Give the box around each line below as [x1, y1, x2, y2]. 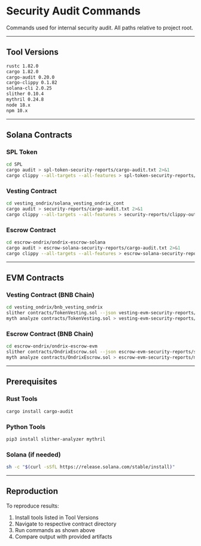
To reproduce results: [6, 502, 59, 509]
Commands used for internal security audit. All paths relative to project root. [6, 24, 193, 31]
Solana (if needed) [6, 450, 61, 458]
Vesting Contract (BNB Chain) [6, 291, 95, 299]
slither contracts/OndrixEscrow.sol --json [6, 349, 117, 355]
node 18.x [6, 102, 31, 108]
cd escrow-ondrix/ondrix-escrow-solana [6, 239, 106, 245]
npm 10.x [6, 107, 28, 113]
